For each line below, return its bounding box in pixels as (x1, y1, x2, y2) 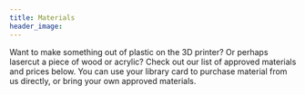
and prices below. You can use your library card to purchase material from (9, 65, 288, 77)
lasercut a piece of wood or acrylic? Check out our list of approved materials (9, 56, 297, 67)
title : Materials (9, 13, 76, 23)
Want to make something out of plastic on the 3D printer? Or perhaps (9, 46, 269, 57)
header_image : (9, 22, 64, 31)
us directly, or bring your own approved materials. (9, 75, 197, 86)
